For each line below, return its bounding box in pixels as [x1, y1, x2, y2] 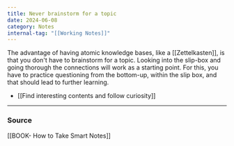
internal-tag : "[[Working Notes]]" [7, 29, 111, 37]
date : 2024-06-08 [7, 17, 58, 24]
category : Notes [7, 23, 54, 30]
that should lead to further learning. [7, 78, 109, 87]
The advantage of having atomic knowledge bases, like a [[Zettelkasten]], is [7, 49, 225, 57]
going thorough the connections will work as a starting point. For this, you [7, 63, 219, 72]
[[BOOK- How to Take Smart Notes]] [7, 131, 111, 140]
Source [7, 115, 33, 125]
